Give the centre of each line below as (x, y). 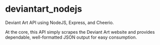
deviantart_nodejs (44, 9)
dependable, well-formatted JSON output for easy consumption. (71, 37)
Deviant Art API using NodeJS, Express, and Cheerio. (60, 22)
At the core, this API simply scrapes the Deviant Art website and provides (80, 32)
